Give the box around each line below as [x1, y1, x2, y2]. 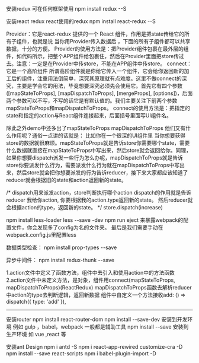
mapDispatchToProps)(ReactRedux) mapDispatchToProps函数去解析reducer [6, 284, 192, 291]
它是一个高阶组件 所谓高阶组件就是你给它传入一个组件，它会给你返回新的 [6, 68, 184, 74]
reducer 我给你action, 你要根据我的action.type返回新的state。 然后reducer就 [6, 196, 193, 203]
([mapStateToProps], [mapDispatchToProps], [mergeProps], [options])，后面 [6, 90, 193, 97]
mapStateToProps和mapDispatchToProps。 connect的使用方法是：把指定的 [6, 104, 191, 112]
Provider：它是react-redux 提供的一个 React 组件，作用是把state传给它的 [6, 30, 185, 37]
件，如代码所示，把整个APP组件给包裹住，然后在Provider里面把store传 [6, 53, 179, 59]
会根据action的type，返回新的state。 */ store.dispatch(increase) [6, 204, 163, 211]
